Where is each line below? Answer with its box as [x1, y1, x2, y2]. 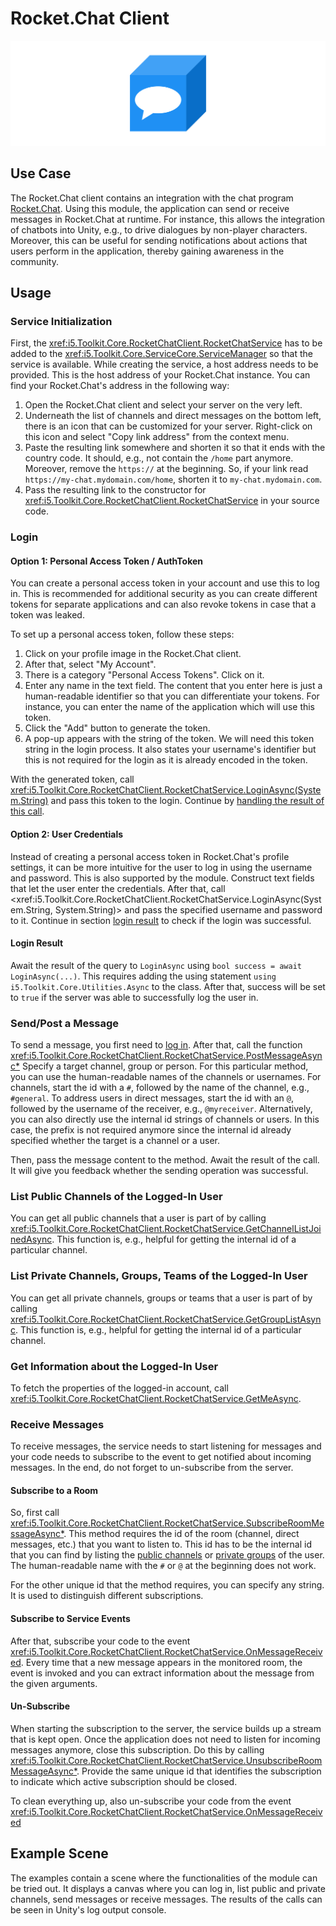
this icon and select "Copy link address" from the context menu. [24, 431, 290, 443]
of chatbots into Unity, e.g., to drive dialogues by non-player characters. [10, 223, 308, 236]
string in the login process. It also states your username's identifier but [24, 743, 317, 756]
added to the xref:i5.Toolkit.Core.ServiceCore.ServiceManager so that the [10, 348, 313, 360]
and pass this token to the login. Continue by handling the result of [50, 795, 325, 807]
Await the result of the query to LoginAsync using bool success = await [10, 959, 303, 971]
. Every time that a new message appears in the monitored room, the [20, 1656, 303, 1668]
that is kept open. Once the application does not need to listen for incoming [10, 1733, 321, 1745]
